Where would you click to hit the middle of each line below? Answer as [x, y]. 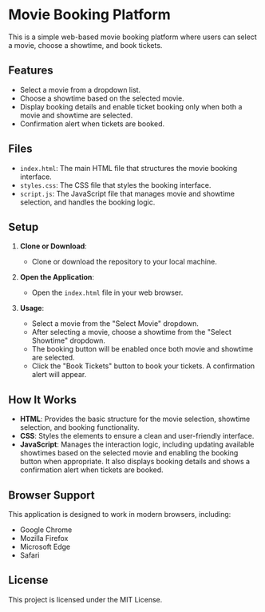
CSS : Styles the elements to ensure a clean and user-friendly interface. [137, 436]
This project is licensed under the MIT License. [85, 599]
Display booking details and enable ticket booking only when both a [131, 106]
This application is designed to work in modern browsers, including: [120, 514]
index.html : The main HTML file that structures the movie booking [129, 168]
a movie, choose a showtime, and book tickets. [85, 45]
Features [31, 71]
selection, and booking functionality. [79, 427]
